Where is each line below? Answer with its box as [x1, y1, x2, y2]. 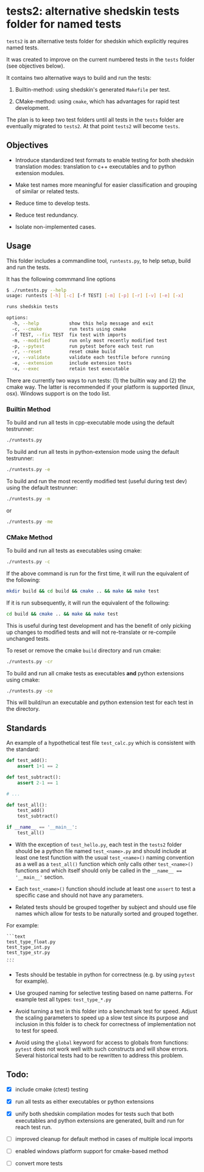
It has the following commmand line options [6, 275, 116, 282]
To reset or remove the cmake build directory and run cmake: [6, 647, 161, 654]
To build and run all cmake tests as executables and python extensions [6, 669, 185, 677]
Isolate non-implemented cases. [15, 223, 96, 230]
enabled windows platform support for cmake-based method [15, 1148, 169, 1155]
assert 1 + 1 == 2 [17, 763, 59, 769]
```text [6, 933, 26, 940]
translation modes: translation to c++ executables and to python [15, 163, 177, 170]
